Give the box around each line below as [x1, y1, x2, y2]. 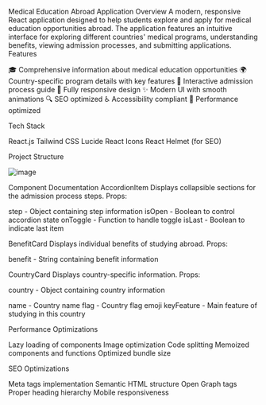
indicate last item [8, 224, 64, 233]
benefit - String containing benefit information [8, 255, 159, 263]
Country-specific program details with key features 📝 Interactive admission [8, 76, 253, 86]
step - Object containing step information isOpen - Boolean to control [8, 207, 236, 216]
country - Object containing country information [8, 286, 165, 294]
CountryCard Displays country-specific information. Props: [8, 270, 201, 279]
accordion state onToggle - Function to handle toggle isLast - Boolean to [8, 215, 245, 224]
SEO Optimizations [8, 364, 70, 373]
